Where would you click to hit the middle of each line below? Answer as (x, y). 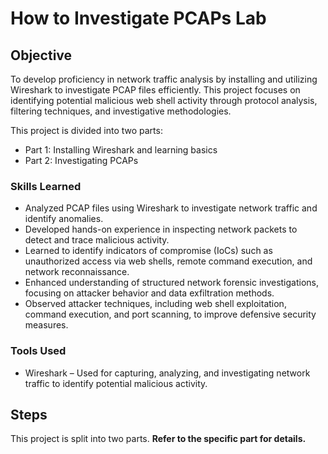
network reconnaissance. (77, 272)
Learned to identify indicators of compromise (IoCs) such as (148, 251)
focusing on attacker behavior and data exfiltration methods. (149, 293)
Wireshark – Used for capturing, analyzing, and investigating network (167, 373)
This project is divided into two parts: (86, 130)
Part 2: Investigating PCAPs (81, 160)
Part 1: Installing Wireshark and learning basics (121, 150)
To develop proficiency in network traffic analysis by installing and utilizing (164, 79)
